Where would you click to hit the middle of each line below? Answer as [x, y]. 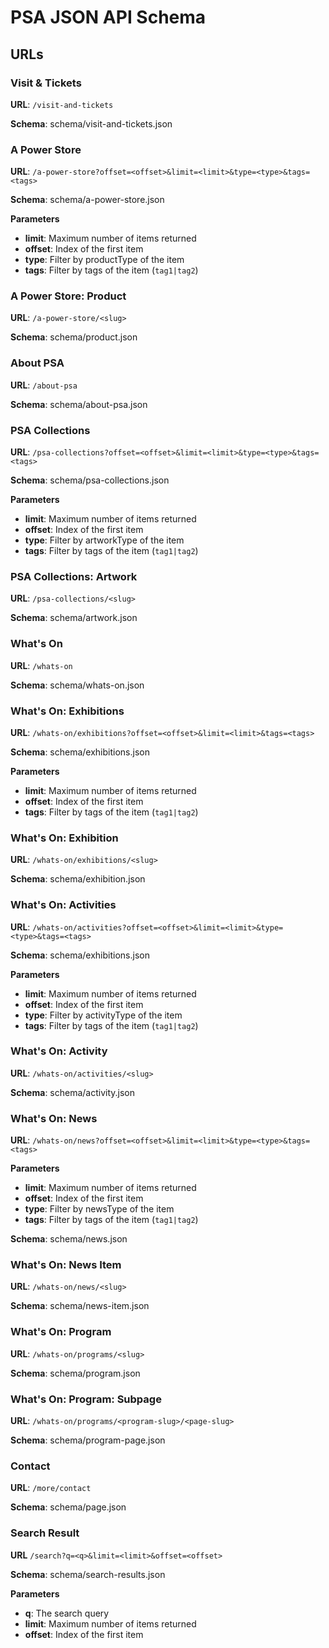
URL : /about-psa [44, 385]
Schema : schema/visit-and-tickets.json [91, 123]
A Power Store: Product [68, 296]
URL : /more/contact [51, 1488]
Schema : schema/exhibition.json [78, 879]
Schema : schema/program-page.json [88, 1440]
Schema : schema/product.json [74, 337]
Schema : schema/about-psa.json [79, 404]
